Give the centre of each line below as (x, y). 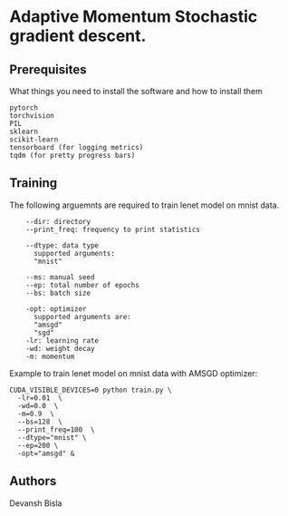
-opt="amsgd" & (46, 453)
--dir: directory (58, 221)
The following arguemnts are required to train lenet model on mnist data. (144, 205)
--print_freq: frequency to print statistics (113, 229)
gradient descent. (78, 36)
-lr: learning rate (62, 341)
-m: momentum (50, 356)
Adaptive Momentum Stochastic (134, 17)
